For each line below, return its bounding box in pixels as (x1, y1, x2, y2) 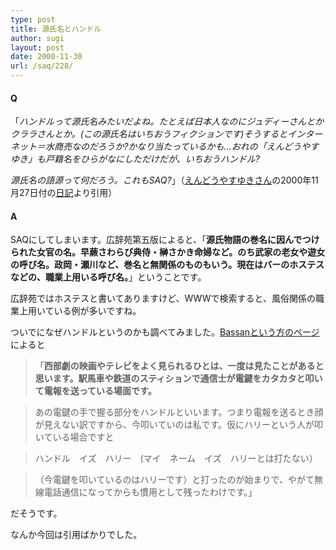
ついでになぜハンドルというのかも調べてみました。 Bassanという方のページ (10, 326, 320, 338)
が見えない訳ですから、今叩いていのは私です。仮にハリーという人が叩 (34, 419, 323, 431)
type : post (10, 14, 56, 25)
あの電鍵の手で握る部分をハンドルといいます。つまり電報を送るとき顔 (34, 406, 324, 418)
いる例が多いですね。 (53, 305, 142, 317)
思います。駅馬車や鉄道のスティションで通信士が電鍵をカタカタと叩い (34, 372, 323, 385)
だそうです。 (10, 507, 63, 520)
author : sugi (10, 33, 65, 43)
